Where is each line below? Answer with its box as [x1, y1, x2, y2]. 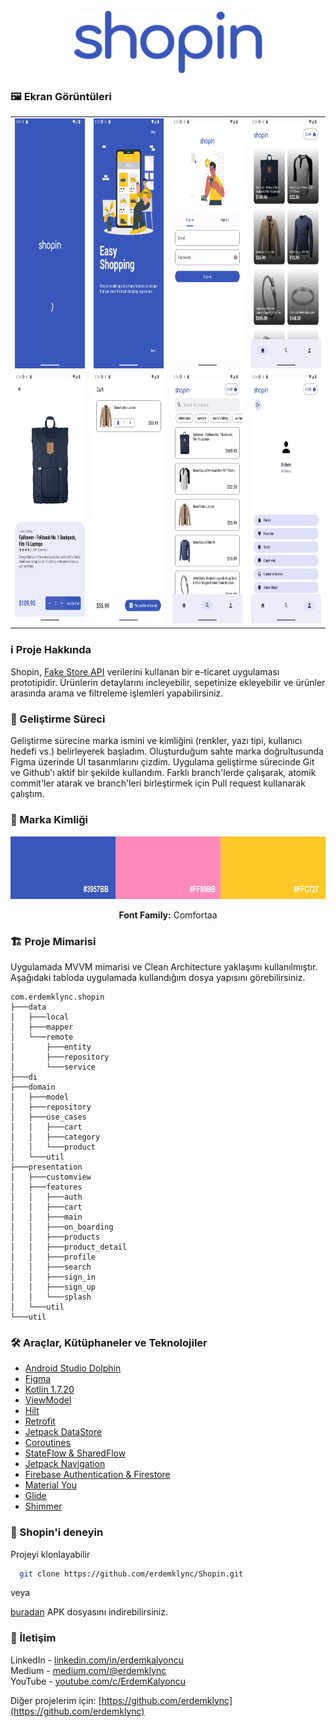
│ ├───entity [10, 1042, 92, 1052]
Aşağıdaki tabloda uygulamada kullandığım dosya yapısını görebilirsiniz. [10, 971, 306, 983]
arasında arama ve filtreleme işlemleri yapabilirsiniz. [10, 687, 224, 699]
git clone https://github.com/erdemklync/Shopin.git [19, 1569, 244, 1579]
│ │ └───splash [10, 1292, 92, 1302]
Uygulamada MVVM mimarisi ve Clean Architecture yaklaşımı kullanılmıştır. [10, 960, 318, 973]
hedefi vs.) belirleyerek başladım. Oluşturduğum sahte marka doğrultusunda [10, 745, 324, 758]
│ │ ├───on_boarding [10, 1222, 114, 1232]
